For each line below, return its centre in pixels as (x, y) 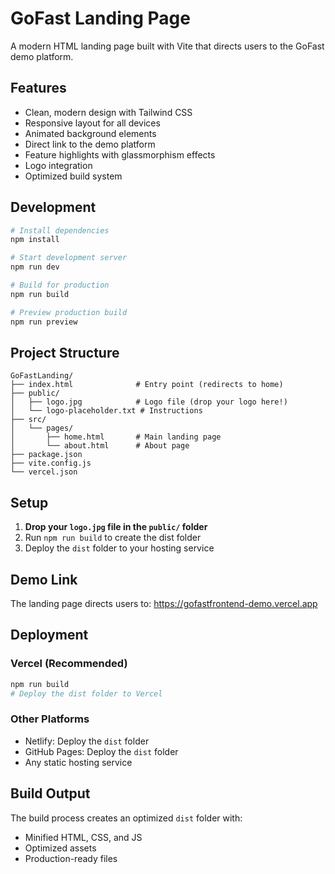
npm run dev (35, 267)
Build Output (50, 793)
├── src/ (28, 420)
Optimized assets (60, 848)
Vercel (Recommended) (69, 664)
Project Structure (65, 352)
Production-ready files (71, 858)
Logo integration (58, 165)
